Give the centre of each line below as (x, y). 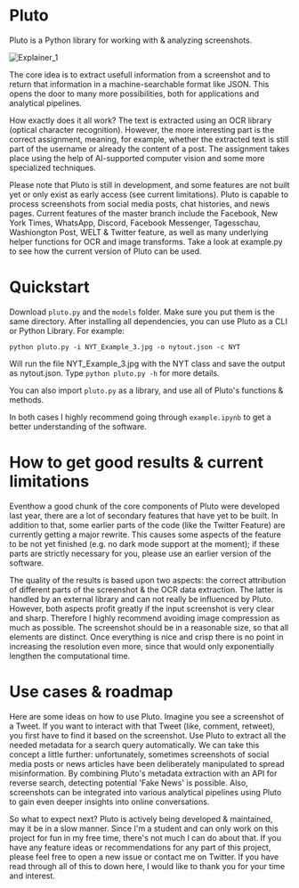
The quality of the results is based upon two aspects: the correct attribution (148, 580)
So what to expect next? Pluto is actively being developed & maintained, (141, 819)
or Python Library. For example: (67, 330)
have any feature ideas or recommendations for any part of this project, (140, 847)
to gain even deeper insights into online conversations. (109, 802)
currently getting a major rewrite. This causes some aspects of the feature (145, 534)
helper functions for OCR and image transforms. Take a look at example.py (146, 241)
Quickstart (50, 287)
